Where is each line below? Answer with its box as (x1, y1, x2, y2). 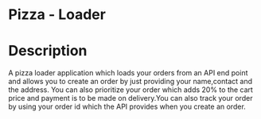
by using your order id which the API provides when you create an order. (8, 102, 247, 112)
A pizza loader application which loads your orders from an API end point (8, 68, 248, 78)
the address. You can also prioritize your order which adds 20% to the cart (8, 85, 253, 94)
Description (8, 42, 88, 60)
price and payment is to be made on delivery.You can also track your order (8, 94, 253, 103)
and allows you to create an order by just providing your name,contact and (8, 77, 253, 86)
